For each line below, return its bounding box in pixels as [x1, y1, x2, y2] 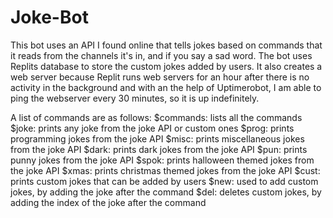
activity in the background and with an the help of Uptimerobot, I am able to [10, 81, 322, 93]
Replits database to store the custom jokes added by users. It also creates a [10, 60, 323, 72]
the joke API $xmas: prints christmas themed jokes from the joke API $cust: [10, 164, 321, 176]
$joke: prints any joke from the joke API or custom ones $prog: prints [10, 122, 295, 134]
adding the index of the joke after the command [10, 196, 207, 208]
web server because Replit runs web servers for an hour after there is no [10, 71, 310, 83]
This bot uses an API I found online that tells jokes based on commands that [10, 39, 323, 51]
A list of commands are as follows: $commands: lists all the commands [10, 111, 303, 123]
